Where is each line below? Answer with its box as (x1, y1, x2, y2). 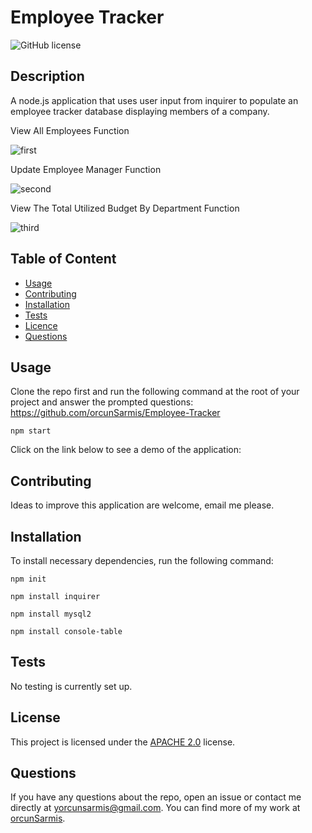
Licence (24, 319, 58, 331)
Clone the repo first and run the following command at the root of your (10, 386, 300, 398)
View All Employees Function (10, 124, 130, 136)
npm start (10, 426, 52, 436)
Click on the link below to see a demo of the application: (10, 444, 242, 456)
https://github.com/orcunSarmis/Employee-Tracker (10, 407, 221, 419)
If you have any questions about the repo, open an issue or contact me (10, 791, 302, 803)
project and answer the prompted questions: (10, 396, 194, 408)
